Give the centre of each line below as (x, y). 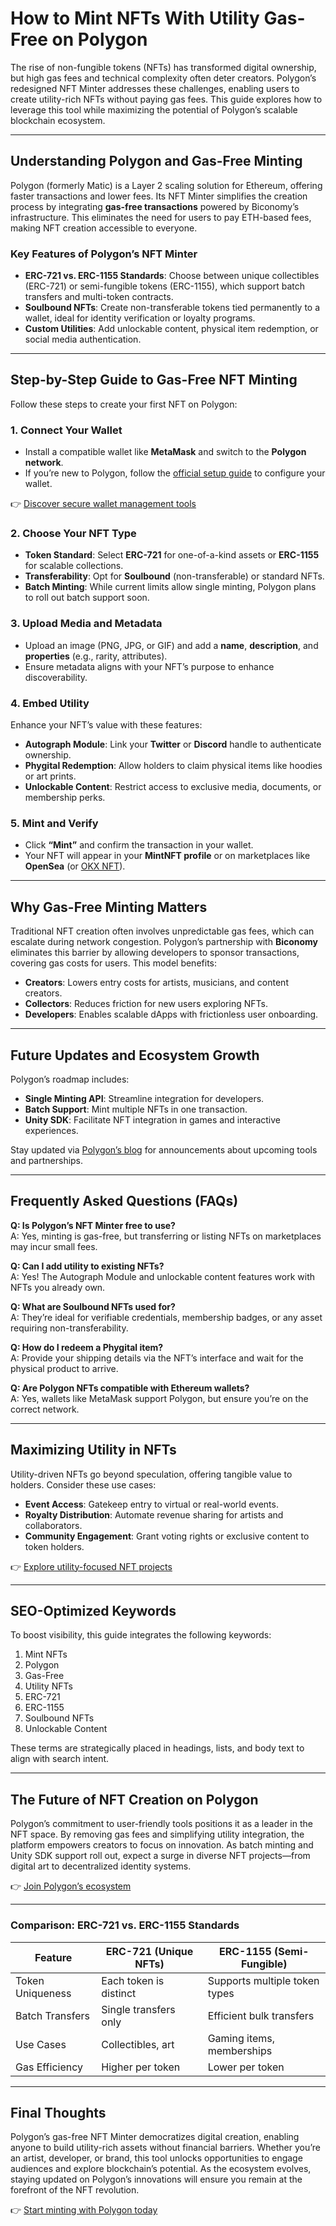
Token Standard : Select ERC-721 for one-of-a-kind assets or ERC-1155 (172, 555)
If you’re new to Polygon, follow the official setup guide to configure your (175, 473)
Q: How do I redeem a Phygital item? (87, 1347)
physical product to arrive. (64, 1368)
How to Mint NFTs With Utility (135, 18)
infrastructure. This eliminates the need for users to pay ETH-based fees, (161, 217)
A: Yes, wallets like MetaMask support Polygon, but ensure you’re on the (159, 1398)
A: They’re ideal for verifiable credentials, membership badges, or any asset (166, 1317)
